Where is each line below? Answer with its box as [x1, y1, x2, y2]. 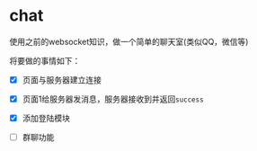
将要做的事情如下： [9, 55, 81, 66]
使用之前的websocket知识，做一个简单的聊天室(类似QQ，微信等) [9, 36, 249, 47]
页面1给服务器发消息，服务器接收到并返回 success [22, 93, 204, 104]
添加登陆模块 [22, 113, 70, 124]
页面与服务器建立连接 [22, 74, 102, 85]
